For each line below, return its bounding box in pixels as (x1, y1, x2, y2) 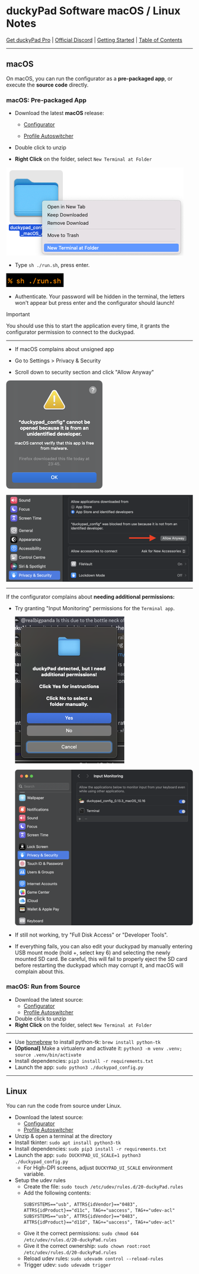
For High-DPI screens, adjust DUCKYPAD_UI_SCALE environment (23, 1164, 173, 1171)
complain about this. (14, 968, 65, 975)
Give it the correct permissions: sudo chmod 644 (23, 1230, 139, 1237)
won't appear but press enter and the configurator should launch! (14, 300, 175, 307)
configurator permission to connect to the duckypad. (6, 329, 135, 336)
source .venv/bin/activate (14, 1052, 82, 1058)
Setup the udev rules (14, 1176, 66, 1184)
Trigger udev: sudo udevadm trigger (23, 1261, 111, 1268)
